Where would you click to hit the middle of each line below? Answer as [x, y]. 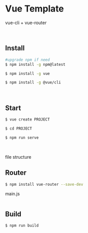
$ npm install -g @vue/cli [33, 83]
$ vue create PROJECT [28, 120]
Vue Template [35, 9]
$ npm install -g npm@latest [35, 64]
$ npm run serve [22, 138]
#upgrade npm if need [28, 60]
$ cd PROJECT [19, 129]
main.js [12, 194]
